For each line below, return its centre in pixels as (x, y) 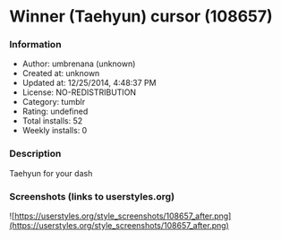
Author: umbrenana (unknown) (79, 64)
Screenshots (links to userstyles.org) (92, 196)
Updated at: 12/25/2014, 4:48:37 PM (89, 83)
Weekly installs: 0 (55, 131)
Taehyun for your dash (51, 173)
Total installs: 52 (52, 121)
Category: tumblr (54, 102)
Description (35, 154)
